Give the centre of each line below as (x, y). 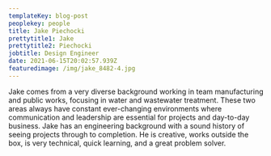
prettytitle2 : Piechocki (50, 46)
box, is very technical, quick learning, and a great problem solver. (117, 143)
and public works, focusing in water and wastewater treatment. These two (132, 100)
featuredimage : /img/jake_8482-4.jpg (72, 69)
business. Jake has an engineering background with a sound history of (127, 125)
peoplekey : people (39, 23)
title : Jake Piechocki (47, 31)
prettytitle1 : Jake (41, 38)
